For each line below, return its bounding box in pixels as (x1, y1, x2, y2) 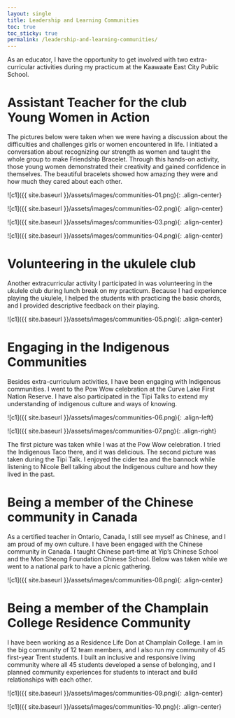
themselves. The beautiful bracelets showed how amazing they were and (7, 170, 218, 178)
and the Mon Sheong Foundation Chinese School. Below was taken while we (7, 554, 228, 563)
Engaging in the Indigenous (7, 340, 170, 355)
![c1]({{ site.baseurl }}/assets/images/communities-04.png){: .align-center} (7, 231, 224, 240)
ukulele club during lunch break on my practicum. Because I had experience (7, 287, 227, 294)
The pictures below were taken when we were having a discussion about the (7, 133, 228, 141)
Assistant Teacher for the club (7, 95, 187, 110)
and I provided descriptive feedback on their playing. (7, 301, 159, 310)
